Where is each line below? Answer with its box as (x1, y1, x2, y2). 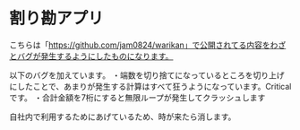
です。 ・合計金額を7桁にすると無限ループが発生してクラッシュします (9, 91, 266, 103)
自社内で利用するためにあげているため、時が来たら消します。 (9, 111, 236, 122)
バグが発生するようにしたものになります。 (16, 50, 174, 61)
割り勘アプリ (9, 8, 105, 29)
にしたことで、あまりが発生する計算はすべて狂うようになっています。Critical (9, 81, 292, 91)
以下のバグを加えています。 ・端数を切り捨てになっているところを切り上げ (9, 69, 285, 81)
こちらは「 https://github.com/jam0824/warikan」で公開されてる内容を (9, 39, 270, 50)
